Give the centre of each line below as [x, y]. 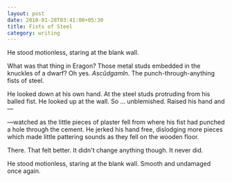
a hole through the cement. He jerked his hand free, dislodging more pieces [115, 129]
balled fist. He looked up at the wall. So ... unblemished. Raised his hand [110, 102]
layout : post [26, 13]
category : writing [34, 33]
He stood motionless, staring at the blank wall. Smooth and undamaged [109, 164]
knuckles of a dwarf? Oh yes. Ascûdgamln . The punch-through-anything [111, 73]
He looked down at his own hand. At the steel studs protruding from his [109, 94]
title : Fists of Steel [40, 26]
